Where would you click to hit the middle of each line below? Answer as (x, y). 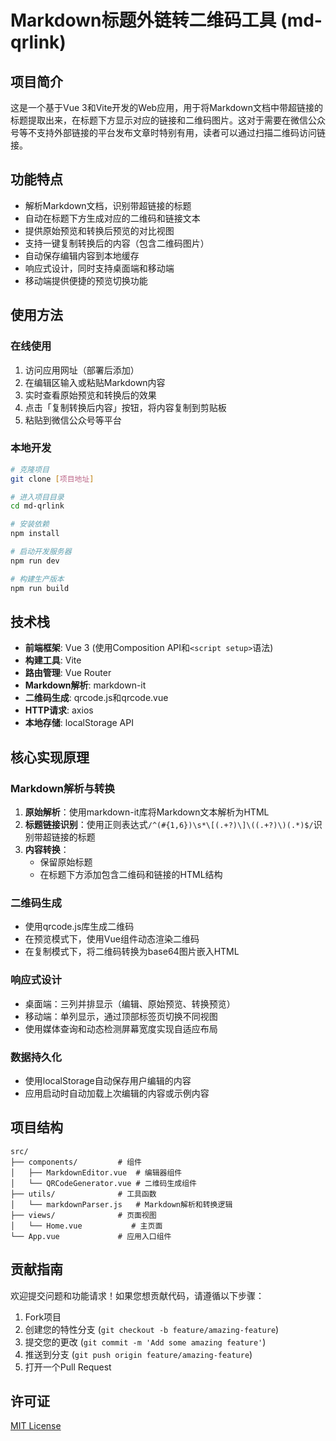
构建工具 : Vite (53, 660)
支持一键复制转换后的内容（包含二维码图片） (117, 243)
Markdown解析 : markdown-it (85, 685)
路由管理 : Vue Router (68, 673)
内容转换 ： (47, 850)
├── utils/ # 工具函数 (83, 1194)
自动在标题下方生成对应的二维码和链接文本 (112, 218)
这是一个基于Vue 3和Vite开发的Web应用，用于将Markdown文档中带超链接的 (166, 107)
